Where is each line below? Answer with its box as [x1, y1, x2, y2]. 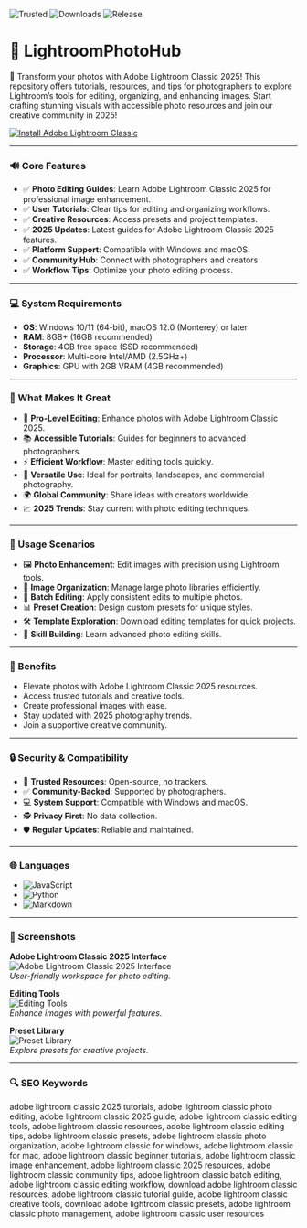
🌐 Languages [9, 859, 70, 871]
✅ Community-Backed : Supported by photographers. [22, 785, 227, 796]
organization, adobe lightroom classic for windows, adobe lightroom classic [9, 1139, 294, 1151]
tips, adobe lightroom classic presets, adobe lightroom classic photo [9, 1130, 267, 1141]
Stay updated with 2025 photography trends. [22, 710, 193, 721]
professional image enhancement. [22, 194, 152, 205]
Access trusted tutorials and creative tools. [22, 690, 185, 701]
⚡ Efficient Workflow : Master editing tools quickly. [22, 455, 214, 466]
